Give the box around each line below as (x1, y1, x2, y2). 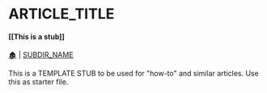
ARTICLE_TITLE (8, 5, 115, 23)
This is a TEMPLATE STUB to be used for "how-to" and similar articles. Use (8, 69, 259, 79)
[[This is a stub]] (8, 31, 65, 41)
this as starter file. (8, 77, 69, 87)
